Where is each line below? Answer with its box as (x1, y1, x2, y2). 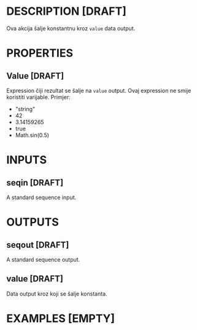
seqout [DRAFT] (6, 240, 69, 250)
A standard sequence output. (6, 256, 80, 263)
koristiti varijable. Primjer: (6, 93, 71, 101)
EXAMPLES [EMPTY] (6, 312, 115, 325)
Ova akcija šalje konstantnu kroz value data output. (6, 25, 136, 32)
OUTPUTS (6, 215, 60, 229)
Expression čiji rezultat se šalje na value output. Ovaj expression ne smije (6, 87, 191, 94)
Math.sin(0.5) (15, 131, 50, 139)
